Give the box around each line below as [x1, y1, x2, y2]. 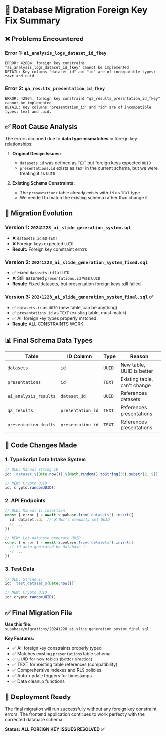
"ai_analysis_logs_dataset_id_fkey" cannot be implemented [5, 65, 129, 70]
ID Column [67, 353, 92, 360]
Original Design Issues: [12, 150, 61, 156]
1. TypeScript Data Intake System [5, 456, 86, 463]
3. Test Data [5, 565, 35, 572]
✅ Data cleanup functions [12, 678, 65, 684]
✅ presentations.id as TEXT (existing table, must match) [12, 310, 127, 316]
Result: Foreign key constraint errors [12, 246, 87, 252]
